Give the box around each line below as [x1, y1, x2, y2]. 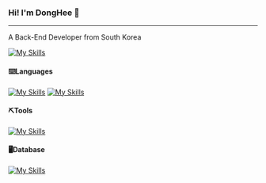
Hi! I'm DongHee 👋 [8, 7, 80, 18]
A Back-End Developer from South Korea [8, 32, 142, 42]
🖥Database [8, 145, 45, 154]
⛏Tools [8, 106, 33, 116]
